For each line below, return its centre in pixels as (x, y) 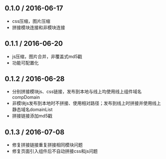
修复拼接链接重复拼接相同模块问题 (47, 145)
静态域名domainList (32, 110)
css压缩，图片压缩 (31, 21)
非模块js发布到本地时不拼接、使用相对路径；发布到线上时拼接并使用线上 (87, 103)
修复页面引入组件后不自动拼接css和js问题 (55, 151)
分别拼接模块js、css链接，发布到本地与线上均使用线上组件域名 (77, 92)
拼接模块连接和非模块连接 (38, 27)
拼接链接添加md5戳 (32, 116)
